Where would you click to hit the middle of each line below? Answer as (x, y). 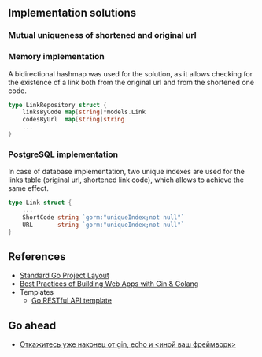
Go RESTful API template (72, 301)
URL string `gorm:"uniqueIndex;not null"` (103, 225)
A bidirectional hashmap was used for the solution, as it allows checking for (131, 73)
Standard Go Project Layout (65, 276)
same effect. (28, 188)
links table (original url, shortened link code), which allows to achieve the (126, 180)
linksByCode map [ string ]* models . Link (84, 112)
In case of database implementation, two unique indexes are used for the (127, 172)
